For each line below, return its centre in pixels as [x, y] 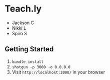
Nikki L [19, 28]
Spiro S [19, 33]
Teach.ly [23, 9]
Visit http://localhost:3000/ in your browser [58, 72]
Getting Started [29, 49]
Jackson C [23, 23]
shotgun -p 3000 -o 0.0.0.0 [41, 67]
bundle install [28, 62]
